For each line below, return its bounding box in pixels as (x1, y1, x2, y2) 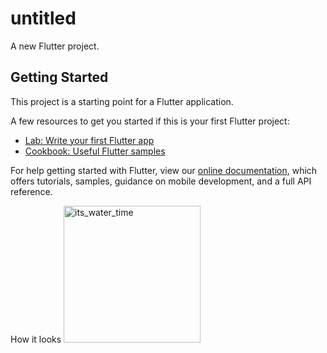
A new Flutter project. (10, 40, 100, 52)
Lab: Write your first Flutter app (24, 134, 155, 146)
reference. (10, 185, 53, 197)
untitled (10, 7, 77, 30)
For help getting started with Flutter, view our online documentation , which (10, 164, 318, 176)
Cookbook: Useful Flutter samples (24, 145, 166, 157)
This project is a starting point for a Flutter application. (10, 95, 234, 107)
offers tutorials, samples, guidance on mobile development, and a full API (10, 175, 312, 187)
